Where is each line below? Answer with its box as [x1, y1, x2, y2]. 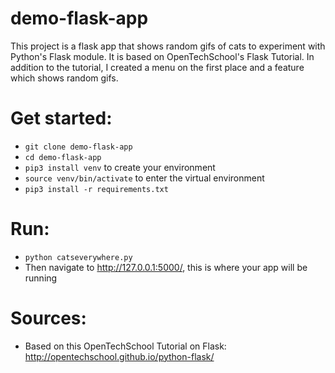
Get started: [10, 107, 113, 130]
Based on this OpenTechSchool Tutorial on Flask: [24, 340, 227, 352]
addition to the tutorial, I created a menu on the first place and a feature [10, 61, 305, 73]
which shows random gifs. [10, 72, 119, 84]
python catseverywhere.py [24, 252, 133, 262]
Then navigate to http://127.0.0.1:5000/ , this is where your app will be [24, 261, 308, 273]
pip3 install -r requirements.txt [24, 184, 169, 194]
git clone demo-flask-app [24, 142, 133, 152]
